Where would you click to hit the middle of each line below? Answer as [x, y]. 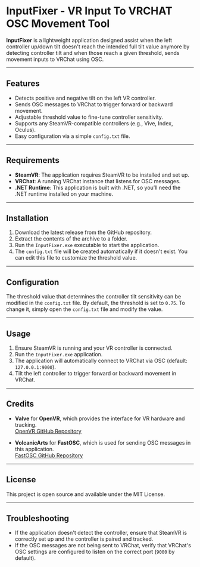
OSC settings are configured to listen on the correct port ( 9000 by [95, 552]
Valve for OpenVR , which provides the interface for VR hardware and [100, 418]
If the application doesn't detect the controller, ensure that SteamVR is [101, 533]
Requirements [33, 160]
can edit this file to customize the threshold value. [76, 258]
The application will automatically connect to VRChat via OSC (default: [101, 360]
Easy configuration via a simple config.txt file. [72, 136]
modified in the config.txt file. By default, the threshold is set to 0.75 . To [96, 303]
